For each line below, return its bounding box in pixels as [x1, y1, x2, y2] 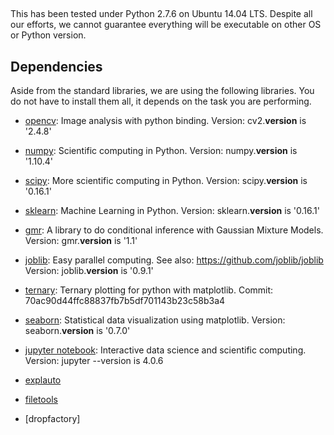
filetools [24, 394, 58, 406]
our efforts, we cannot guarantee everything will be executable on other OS [10, 19, 322, 31]
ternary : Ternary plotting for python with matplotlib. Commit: [24, 284, 274, 296]
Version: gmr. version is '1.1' [24, 235, 138, 247]
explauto [24, 374, 62, 386]
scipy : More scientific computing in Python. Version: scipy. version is [24, 175, 308, 187]
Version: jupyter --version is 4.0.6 [24, 355, 164, 367]
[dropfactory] [24, 413, 81, 425]
